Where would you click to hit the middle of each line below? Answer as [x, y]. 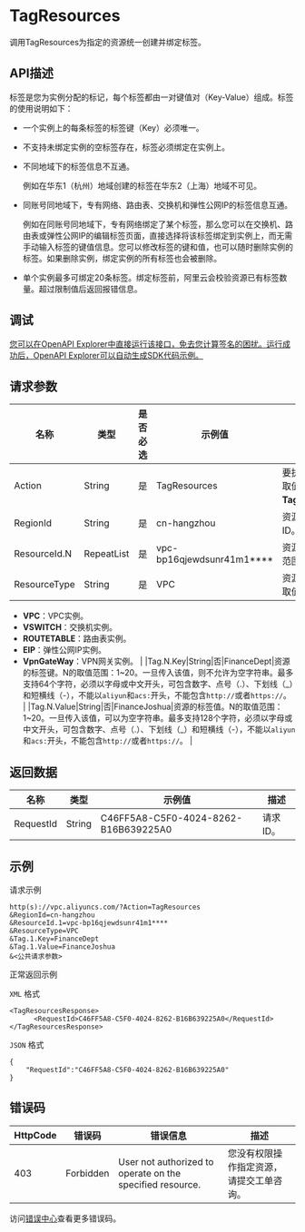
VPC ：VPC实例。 [55, 616]
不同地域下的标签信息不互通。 [78, 166]
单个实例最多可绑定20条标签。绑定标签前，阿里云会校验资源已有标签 [151, 277]
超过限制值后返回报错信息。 [90, 289]
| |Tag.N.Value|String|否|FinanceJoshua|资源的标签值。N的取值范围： [152, 707]
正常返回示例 [33, 974]
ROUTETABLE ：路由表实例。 [77, 639]
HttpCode [35, 1135]
